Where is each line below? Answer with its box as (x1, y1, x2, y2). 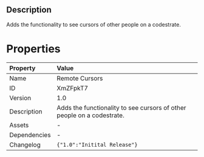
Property (9, 63, 36, 72)
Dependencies (9, 130, 51, 139)
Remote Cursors (56, 74, 103, 82)
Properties (6, 42, 61, 56)
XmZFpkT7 (56, 84, 89, 92)
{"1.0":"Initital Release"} (56, 141, 138, 148)
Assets (9, 121, 29, 129)
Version (9, 94, 32, 102)
